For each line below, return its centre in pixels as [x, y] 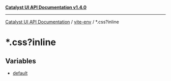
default [20, 73]
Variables [21, 61]
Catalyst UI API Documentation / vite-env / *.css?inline [62, 22]
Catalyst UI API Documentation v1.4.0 [46, 7]
